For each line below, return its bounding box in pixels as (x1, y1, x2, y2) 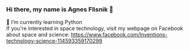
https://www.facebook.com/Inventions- (70, 31, 168, 38)
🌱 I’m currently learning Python (6, 19, 82, 26)
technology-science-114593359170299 (6, 38, 103, 45)
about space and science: (6, 31, 70, 38)
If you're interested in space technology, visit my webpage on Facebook (6, 25, 184, 32)
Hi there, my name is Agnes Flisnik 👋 (6, 5, 113, 14)
